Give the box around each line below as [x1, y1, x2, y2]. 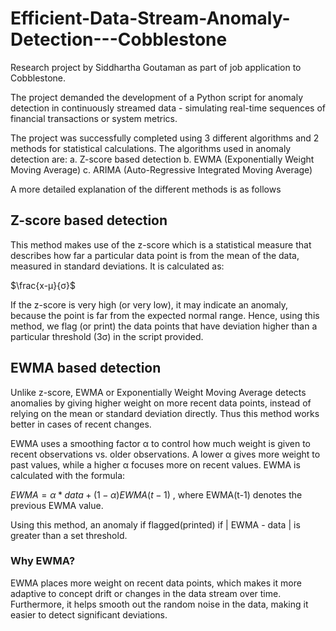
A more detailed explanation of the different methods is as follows [10, 183, 282, 195]
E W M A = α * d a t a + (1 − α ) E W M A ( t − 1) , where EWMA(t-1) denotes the [10, 488, 303, 501]
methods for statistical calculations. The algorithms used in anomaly [10, 142, 292, 154]
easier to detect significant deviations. [10, 608, 168, 621]
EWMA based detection [10, 360, 162, 377]
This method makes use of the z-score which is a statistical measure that [10, 238, 312, 251]
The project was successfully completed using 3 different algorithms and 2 [10, 132, 320, 144]
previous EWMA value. [10, 499, 104, 511]
